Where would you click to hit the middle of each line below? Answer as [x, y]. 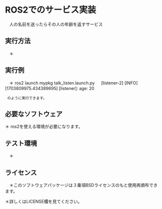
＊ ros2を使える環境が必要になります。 [44, 127]
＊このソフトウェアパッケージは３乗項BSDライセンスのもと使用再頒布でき [83, 185]
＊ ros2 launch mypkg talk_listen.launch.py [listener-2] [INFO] [73, 83]
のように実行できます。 [27, 98]
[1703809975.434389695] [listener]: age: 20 [50, 88]
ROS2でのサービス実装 [50, 10]
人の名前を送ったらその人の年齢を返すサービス [56, 24]
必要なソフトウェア [34, 114]
